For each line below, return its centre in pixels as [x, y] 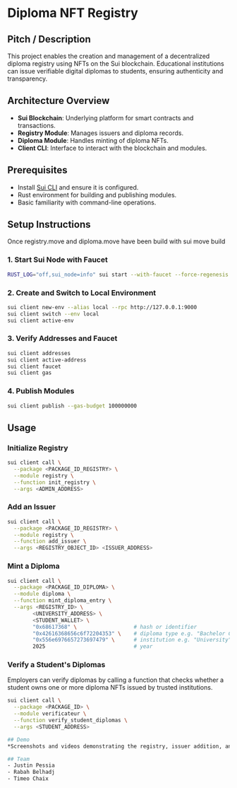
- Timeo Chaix [28, 779]
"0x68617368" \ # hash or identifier [115, 627]
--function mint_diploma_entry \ [63, 601]
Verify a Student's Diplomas [56, 665]
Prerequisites [37, 170]
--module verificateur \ [50, 714]
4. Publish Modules [41, 391]
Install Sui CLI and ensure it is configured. [78, 187]
